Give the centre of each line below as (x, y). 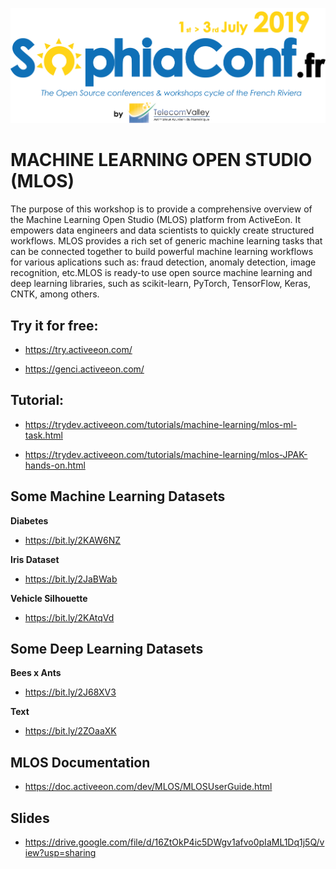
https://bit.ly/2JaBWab (71, 579)
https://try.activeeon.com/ (78, 349)
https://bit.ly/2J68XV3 (70, 692)
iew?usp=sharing (60, 853)
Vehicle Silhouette (49, 598)
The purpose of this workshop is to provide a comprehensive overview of (161, 209)
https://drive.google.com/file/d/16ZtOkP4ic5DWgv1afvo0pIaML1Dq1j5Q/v (174, 842)
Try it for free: (54, 325)
